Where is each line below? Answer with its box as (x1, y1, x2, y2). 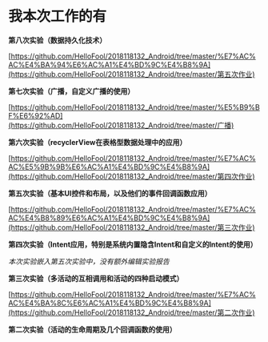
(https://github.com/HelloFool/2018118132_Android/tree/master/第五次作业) (8, 69, 255, 78)
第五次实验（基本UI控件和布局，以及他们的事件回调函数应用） (8, 188, 212, 198)
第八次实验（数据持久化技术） (8, 35, 106, 45)
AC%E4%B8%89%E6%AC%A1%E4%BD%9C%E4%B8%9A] (8, 213, 210, 223)
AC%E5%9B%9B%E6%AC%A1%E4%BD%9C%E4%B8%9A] (8, 162, 210, 171)
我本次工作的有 (8, 7, 107, 26)
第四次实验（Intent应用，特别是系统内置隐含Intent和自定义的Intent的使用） (8, 239, 258, 249)
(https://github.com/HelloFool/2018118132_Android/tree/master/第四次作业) (8, 171, 255, 181)
